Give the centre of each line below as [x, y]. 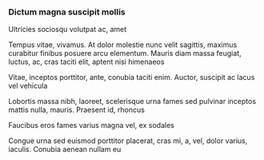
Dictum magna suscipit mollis [67, 12]
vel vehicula [28, 86]
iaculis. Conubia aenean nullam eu [65, 150]
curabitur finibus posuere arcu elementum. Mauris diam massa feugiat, [125, 54]
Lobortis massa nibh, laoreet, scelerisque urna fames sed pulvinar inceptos [132, 102]
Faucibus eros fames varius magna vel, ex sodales [91, 126]
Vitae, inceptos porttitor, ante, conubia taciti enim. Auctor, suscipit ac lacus [132, 78]
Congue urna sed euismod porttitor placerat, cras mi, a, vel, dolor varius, [128, 141]
